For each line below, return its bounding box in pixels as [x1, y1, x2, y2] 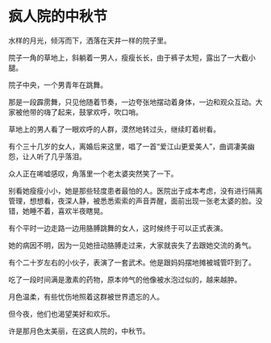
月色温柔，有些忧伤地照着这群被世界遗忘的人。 [8, 291, 164, 301]
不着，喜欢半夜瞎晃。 [35, 206, 107, 215]
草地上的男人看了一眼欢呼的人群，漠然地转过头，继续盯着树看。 [8, 124, 220, 134]
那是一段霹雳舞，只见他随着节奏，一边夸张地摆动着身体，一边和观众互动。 [8, 97, 256, 107]
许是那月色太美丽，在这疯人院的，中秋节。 [8, 326, 150, 336]
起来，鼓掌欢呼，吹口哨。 [57, 107, 143, 117]
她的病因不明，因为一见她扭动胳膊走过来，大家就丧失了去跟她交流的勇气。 [8, 240, 256, 250]
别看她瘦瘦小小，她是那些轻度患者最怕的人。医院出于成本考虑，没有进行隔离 [8, 186, 263, 195]
